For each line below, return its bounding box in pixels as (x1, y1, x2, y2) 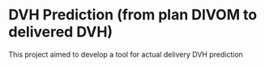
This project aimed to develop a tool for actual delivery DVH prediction (8, 49, 243, 59)
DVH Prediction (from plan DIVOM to (8, 6, 258, 24)
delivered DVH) (8, 23, 113, 41)
